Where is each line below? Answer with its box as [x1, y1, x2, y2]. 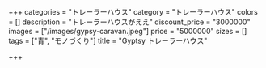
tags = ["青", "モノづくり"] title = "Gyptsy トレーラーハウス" [8, 36, 208, 45]
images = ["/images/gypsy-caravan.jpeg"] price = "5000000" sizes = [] [8, 27, 247, 36]
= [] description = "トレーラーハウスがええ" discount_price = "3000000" [8, 17, 251, 27]
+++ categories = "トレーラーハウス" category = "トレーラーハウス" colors [8, 7, 259, 16]
